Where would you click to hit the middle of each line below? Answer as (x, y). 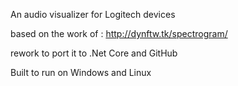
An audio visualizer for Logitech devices (93, 14)
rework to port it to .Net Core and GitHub (94, 53)
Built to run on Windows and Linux (81, 72)
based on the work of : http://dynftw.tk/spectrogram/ (119, 33)
